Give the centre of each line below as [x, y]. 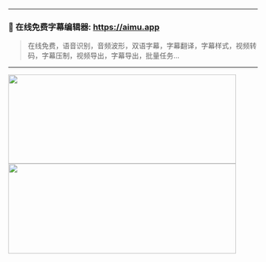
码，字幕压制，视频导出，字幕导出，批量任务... [103, 55]
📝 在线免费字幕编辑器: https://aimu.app [84, 27]
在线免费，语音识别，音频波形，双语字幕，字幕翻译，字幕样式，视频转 [142, 46]
